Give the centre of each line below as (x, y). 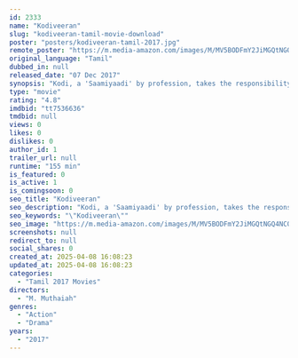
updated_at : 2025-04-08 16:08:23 (71, 266)
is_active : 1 (33, 183)
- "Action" (37, 315)
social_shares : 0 (41, 249)
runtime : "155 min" (45, 166)
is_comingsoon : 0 (41, 191)
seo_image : (29, 224)
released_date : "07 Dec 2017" (65, 76)
